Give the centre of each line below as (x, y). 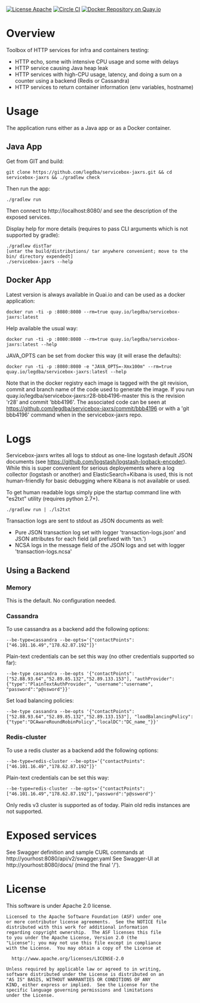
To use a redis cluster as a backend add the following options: (82, 750)
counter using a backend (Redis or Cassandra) (72, 80)
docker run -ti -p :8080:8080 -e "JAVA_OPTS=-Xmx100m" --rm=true (89, 366)
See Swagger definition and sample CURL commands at (75, 852)
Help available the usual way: (42, 328)
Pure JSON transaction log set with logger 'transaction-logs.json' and (100, 533)
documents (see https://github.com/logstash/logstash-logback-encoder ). (96, 462)
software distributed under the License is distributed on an (85, 974)
